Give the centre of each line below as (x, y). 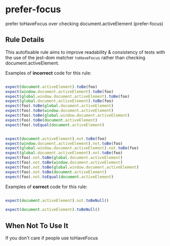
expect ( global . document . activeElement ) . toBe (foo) (60, 101)
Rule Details (25, 40)
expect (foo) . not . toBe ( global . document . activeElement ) (64, 158)
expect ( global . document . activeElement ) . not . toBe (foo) (64, 153)
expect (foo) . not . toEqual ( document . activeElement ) (60, 177)
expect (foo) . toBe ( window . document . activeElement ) (60, 111)
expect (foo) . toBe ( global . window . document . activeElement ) (68, 115)
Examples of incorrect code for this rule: (48, 73)
